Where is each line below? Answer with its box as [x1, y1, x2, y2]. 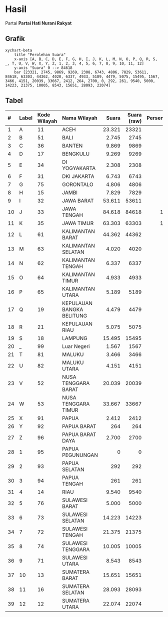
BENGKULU [62, 150, 90, 157]
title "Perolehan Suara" [14, 52, 66, 57]
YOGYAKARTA [62, 164, 96, 171]
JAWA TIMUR [62, 219, 94, 226]
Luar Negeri [62, 342, 90, 349]
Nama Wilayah [62, 114, 97, 121]
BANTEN [62, 142, 83, 149]
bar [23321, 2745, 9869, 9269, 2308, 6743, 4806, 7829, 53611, [14, 69, 149, 74]
